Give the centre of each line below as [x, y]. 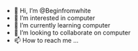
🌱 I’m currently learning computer [62, 25]
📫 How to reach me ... [46, 40]
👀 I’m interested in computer [54, 18]
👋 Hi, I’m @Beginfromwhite [52, 11]
